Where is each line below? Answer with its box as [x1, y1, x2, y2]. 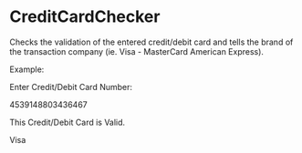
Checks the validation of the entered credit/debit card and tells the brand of [9, 36, 294, 47]
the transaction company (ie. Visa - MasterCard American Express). [9, 46, 265, 56]
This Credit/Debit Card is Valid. [9, 117, 126, 127]
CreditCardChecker [9, 6, 161, 27]
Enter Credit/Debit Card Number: [9, 81, 133, 92]
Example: [9, 64, 45, 75]
